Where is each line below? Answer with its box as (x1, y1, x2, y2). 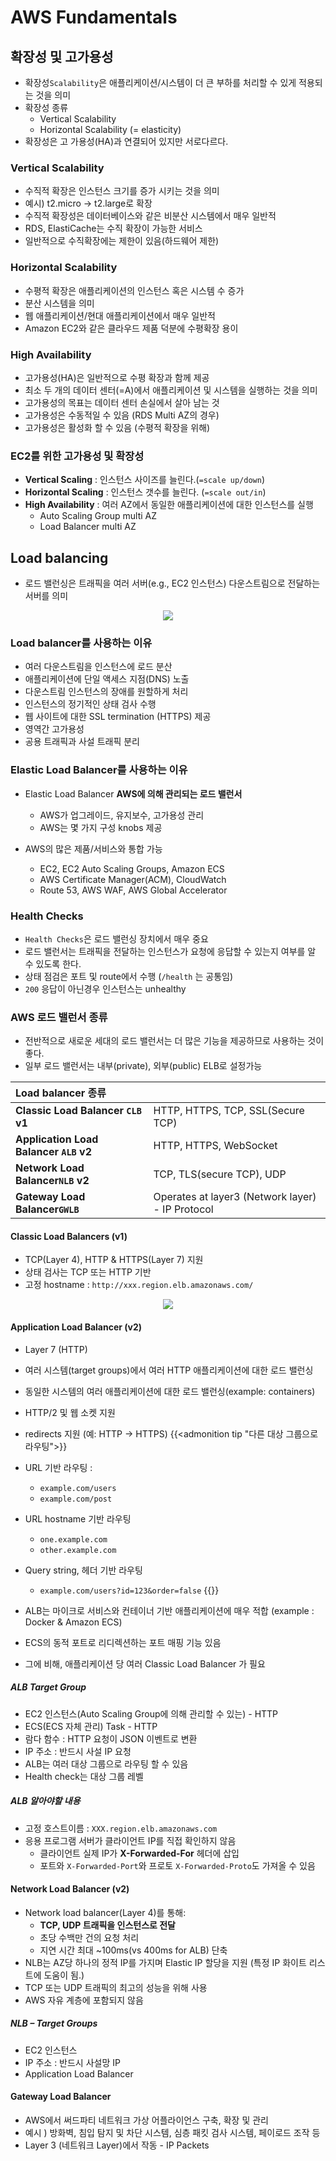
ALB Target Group (10, 1681, 87, 1693)
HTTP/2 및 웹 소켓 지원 (24, 1406, 116, 1418)
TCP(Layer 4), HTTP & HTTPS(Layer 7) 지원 (24, 1254, 204, 1266)
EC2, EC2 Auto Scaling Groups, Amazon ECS (39, 862, 225, 875)
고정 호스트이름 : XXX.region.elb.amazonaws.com (24, 1822, 218, 1834)
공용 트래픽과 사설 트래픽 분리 (24, 736, 140, 748)
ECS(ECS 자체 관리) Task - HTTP (24, 1720, 158, 1732)
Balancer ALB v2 (15, 1145, 93, 1159)
